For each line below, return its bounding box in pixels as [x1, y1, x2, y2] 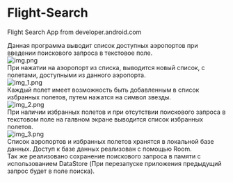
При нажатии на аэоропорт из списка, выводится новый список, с [7, 63, 205, 72]
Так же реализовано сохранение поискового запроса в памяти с [7, 151, 201, 160]
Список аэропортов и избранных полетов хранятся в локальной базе [7, 137, 214, 145]
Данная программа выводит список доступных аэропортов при [7, 41, 198, 49]
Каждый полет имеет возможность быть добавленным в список [7, 85, 200, 94]
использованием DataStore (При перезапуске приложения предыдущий [7, 159, 222, 167]
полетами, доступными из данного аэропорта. [7, 71, 146, 79]
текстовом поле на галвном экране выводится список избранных [7, 115, 204, 123]
